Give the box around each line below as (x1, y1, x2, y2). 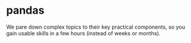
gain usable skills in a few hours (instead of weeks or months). (6, 29, 161, 36)
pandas (6, 4, 45, 17)
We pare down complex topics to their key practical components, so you (6, 23, 186, 30)
